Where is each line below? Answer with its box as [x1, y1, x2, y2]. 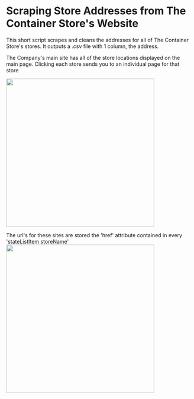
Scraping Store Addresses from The [6, 4, 186, 18]
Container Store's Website [6, 17, 139, 30]
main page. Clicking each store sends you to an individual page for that [6, 60, 180, 68]
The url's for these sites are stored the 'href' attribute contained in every [6, 231, 182, 238]
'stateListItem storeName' [6, 238, 69, 245]
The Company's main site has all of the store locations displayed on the [6, 54, 180, 61]
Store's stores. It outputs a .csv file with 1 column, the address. [6, 43, 159, 50]
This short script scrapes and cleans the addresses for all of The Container [6, 36, 189, 43]
